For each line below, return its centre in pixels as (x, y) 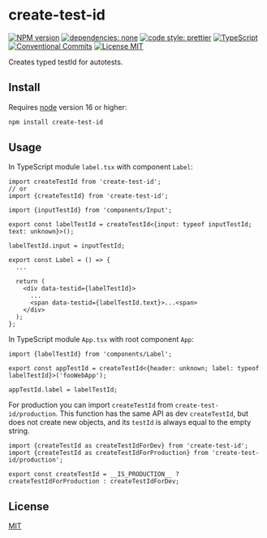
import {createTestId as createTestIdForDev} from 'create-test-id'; (129, 446)
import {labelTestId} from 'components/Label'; (90, 354)
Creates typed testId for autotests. (66, 62)
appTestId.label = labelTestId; (63, 390)
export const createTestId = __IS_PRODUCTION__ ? (94, 475)
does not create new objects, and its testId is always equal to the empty (130, 422)
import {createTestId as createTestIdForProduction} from (108, 453)
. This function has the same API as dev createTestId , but (152, 413)
